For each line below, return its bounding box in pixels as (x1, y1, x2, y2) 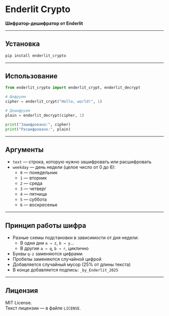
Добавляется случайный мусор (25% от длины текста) (12, 261, 131, 267)
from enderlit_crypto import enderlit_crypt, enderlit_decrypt (5, 85, 141, 91)
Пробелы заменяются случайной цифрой (12, 256, 102, 262)
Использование (5, 72, 58, 80)
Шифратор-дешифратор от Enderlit (5, 20, 83, 26)
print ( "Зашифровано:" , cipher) (5, 122, 71, 127)
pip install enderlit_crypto (5, 53, 66, 58)
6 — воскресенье (20, 202, 58, 208)
